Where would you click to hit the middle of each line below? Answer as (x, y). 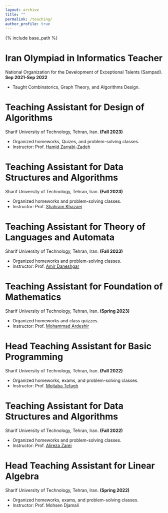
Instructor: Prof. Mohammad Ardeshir (51, 326)
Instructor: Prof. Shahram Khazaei (47, 207)
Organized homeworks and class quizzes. (55, 320)
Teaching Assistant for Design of (75, 107)
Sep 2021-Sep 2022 (26, 78)
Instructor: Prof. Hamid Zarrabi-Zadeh (51, 147)
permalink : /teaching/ (29, 19)
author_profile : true (28, 24)
